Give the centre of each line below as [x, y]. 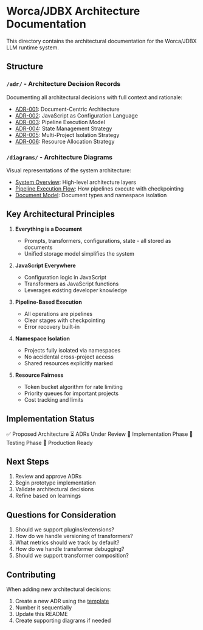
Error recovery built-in [52, 326]
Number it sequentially [43, 607]
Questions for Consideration [61, 515]
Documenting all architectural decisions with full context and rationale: [95, 97]
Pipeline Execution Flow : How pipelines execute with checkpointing [99, 188]
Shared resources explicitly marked [69, 363]
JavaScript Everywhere [45, 265]
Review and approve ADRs [48, 477]
